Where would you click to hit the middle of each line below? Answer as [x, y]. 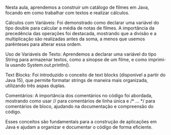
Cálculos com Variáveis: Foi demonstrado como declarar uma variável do [82, 23]
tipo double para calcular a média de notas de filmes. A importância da [80, 28]
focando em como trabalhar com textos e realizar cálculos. [67, 13]
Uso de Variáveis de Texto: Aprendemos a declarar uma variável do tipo [81, 54]
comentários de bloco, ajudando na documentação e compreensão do [80, 106]
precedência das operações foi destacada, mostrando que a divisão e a [81, 33]
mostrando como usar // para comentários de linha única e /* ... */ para [80, 101]
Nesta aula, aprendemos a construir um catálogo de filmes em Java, [77, 7]
